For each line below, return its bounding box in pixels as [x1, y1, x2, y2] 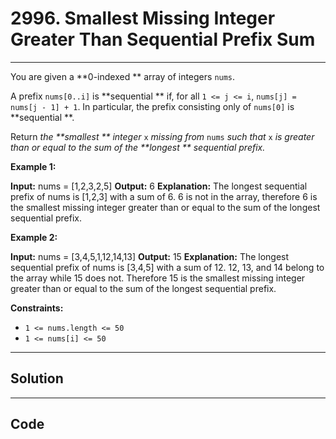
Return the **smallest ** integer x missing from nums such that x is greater [10, 130, 315, 142]
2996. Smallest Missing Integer [10, 7, 276, 30]
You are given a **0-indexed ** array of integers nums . [10, 70, 236, 82]
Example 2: [10, 231, 58, 243]
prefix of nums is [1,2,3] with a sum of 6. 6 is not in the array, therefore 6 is [10, 190, 318, 202]
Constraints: [10, 302, 64, 314]
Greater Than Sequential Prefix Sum [10, 28, 316, 51]
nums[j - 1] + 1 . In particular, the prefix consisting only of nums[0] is [10, 100, 295, 112]
